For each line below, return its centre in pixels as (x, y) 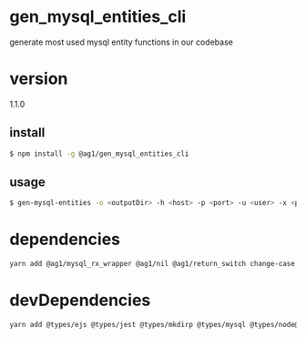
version (39, 79)
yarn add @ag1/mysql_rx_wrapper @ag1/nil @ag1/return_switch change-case (153, 264)
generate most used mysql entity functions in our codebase (122, 42)
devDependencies (80, 300)
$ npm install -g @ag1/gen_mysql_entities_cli (99, 154)
